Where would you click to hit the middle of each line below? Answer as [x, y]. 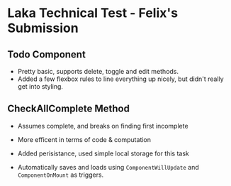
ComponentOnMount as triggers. [61, 175]
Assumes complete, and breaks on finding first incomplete [103, 126]
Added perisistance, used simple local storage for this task [103, 153]
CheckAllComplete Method [68, 109]
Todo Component [47, 54]
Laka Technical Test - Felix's [93, 13]
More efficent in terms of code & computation [84, 139]
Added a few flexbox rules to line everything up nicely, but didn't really [121, 79]
